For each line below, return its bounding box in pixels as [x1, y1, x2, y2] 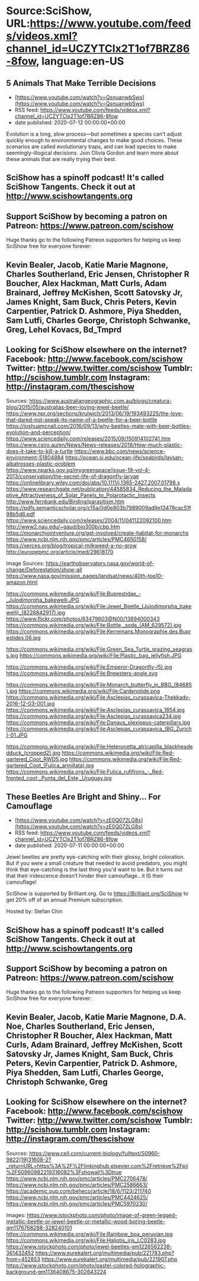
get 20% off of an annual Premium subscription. [6, 896, 123, 904]
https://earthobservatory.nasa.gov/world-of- [45, 560, 155, 567]
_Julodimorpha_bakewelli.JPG [6, 596, 79, 603]
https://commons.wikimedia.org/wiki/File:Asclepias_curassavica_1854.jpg [6, 707, 185, 714]
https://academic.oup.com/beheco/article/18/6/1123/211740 [6, 1187, 151, 1195]
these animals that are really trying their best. [6, 156, 117, 162]
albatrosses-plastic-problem [6, 460, 76, 467]
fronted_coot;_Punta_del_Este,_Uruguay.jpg [6, 775, 112, 782]
